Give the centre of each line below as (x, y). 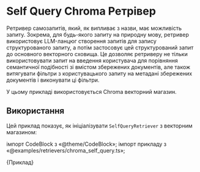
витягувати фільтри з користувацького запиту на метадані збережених (99, 73)
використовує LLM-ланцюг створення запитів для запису (82, 41)
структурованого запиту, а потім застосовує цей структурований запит (100, 48)
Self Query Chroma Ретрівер (81, 11)
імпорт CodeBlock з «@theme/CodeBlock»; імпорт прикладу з (87, 144)
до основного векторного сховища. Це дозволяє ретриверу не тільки (97, 54)
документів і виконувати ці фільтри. (53, 80)
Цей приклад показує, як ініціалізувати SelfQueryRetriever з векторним (99, 126)
